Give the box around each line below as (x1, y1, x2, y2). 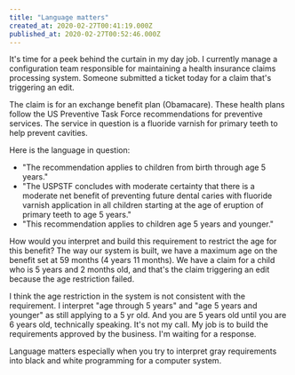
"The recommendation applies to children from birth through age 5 (21, 162, 267, 173)
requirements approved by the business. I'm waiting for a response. (9, 329, 257, 339)
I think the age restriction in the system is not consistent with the (9, 291, 246, 302)
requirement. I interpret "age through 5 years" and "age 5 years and (9, 300, 258, 311)
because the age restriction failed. (9, 274, 135, 284)
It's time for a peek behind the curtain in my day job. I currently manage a (9, 54, 278, 65)
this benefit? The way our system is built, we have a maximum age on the (9, 245, 278, 256)
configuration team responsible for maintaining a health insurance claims (9, 63, 276, 74)
